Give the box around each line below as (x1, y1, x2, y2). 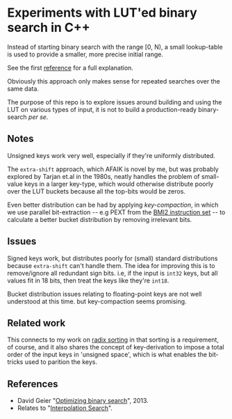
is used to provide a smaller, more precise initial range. (7, 50, 163, 58)
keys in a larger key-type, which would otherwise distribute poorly (24, 180, 214, 188)
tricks (7, 358, 24, 366)
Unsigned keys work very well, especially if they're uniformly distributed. (7, 151, 215, 159)
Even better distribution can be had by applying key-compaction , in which (7, 200, 219, 209)
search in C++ (7, 19, 90, 35)
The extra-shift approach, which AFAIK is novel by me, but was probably (7, 165, 219, 173)
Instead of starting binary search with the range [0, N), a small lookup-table (7, 42, 224, 51)
